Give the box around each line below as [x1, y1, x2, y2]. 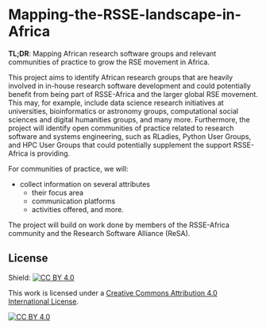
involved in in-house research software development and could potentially [8, 81, 252, 91]
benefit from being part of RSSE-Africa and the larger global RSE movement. [8, 89, 258, 99]
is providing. [29, 149, 71, 158]
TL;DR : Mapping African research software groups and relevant [8, 48, 217, 58]
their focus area [31, 188, 84, 197]
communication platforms [31, 196, 116, 206]
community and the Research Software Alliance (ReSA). [8, 228, 191, 238]
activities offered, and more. [31, 204, 125, 214]
